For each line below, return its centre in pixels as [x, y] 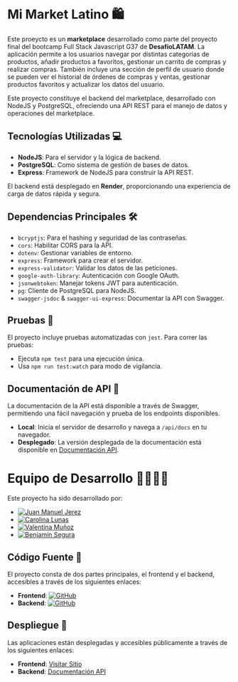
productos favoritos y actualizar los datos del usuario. [86, 84]
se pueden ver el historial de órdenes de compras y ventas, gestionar [109, 77]
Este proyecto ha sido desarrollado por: [65, 499]
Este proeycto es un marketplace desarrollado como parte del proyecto [113, 39]
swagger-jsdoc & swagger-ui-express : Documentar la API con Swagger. [121, 298]
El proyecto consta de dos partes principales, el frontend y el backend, [111, 574]
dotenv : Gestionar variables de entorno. [75, 252]
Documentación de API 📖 [63, 389]
